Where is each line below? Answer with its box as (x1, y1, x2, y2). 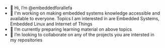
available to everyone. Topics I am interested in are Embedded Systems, (10, 16, 159, 21)
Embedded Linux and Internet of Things (10, 21, 93, 27)
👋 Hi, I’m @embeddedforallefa (10, 5, 72, 11)
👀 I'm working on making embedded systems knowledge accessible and (10, 10, 160, 16)
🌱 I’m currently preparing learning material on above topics (10, 26, 132, 32)
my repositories (10, 37, 43, 43)
